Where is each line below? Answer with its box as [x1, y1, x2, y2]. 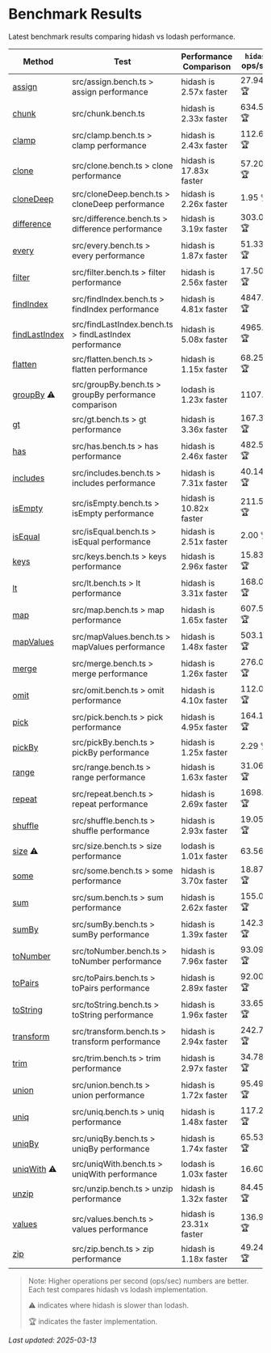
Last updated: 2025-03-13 [8, 1335, 97, 1345]
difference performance [72, 223, 163, 235]
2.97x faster [181, 1063, 228, 1074]
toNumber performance [72, 956, 162, 967]
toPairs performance [72, 983, 151, 994]
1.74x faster [181, 1144, 228, 1155]
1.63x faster [181, 772, 228, 783]
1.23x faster [181, 394, 228, 405]
